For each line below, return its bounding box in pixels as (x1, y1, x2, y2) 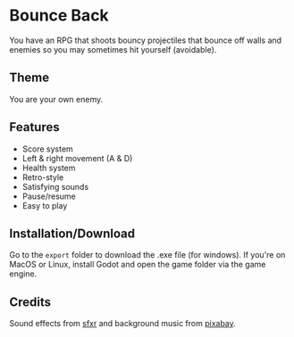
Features (9, 119, 60, 135)
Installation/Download (9, 226, 136, 241)
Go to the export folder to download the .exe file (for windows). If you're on (9, 250, 286, 260)
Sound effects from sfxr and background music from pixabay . (9, 318, 237, 329)
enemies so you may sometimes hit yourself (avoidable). (9, 44, 217, 54)
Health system (21, 162, 76, 173)
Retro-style (21, 171, 64, 183)
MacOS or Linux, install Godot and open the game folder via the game (9, 259, 266, 270)
